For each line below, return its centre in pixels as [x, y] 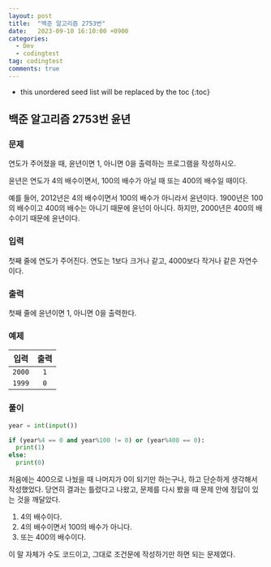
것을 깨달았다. [39, 499]
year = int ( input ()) [43, 425]
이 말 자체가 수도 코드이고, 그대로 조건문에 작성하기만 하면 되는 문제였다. [122, 554]
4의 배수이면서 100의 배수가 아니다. [76, 527]
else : [17, 455]
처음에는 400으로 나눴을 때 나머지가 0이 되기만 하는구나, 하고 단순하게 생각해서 [133, 479]
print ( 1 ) [30, 448]
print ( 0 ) [30, 463]
